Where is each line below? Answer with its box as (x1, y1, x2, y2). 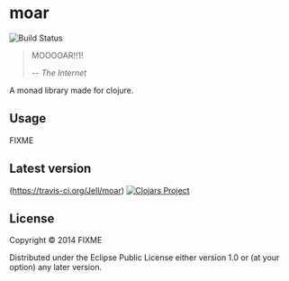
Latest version (9, 161, 92, 177)
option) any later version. (9, 262, 102, 273)
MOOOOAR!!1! (31, 50, 84, 60)
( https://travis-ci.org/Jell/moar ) (9, 185, 124, 195)
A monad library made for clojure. (9, 85, 134, 95)
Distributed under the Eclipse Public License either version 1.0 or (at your (9, 252, 280, 263)
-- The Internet (31, 67, 87, 78)
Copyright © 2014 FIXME (9, 235, 103, 246)
